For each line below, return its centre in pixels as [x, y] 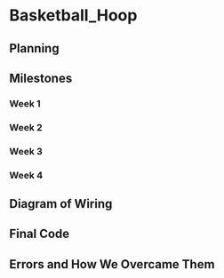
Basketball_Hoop [73, 16]
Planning [34, 48]
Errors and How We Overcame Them [112, 264]
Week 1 [25, 103]
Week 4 [26, 175]
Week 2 [26, 127]
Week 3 [26, 151]
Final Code [40, 234]
